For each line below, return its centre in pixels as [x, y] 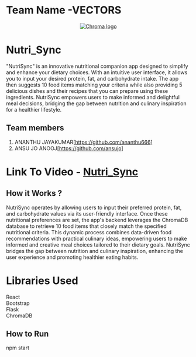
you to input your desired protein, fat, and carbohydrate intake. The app [92, 78]
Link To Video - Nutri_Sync [72, 171]
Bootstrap [18, 303]
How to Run [27, 334]
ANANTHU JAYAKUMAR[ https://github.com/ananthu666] [84, 142]
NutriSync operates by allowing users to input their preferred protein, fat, [94, 207]
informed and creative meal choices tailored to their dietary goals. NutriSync [98, 245]
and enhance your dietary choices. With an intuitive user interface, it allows [97, 72]
